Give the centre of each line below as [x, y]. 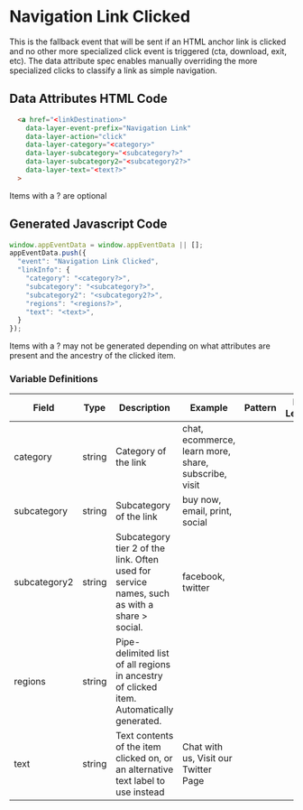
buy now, [202, 500]
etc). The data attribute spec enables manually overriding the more [133, 61]
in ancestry [139, 676]
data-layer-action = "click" [76, 136]
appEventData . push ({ [48, 253]
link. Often [138, 560]
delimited [135, 654]
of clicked [137, 687]
